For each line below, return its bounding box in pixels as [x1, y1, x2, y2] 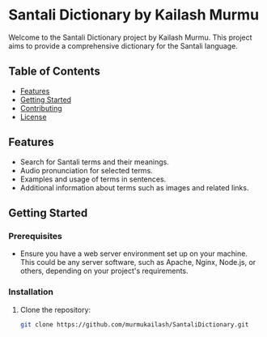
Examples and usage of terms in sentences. [19, 174, 167, 184]
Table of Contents [8, 65, 101, 79]
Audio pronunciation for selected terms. [19, 165, 154, 175]
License [19, 112, 47, 122]
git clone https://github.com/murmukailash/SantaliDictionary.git [19, 320, 249, 329]
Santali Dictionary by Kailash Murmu [8, 6, 260, 24]
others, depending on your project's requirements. [19, 266, 189, 276]
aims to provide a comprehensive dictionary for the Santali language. [8, 41, 239, 50]
